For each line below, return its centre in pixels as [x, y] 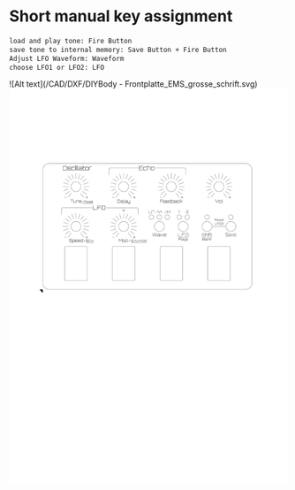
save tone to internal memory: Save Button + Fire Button [118, 50]
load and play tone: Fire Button [71, 41]
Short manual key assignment [121, 16]
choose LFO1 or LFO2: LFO [57, 67]
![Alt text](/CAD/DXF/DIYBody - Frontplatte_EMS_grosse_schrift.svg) [133, 84]
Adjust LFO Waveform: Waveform [67, 58]
